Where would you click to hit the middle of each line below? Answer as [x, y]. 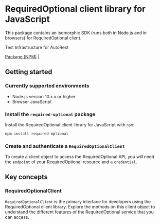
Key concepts [26, 177]
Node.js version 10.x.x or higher [44, 96]
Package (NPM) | [22, 56]
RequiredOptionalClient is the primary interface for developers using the [78, 201]
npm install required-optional [37, 134]
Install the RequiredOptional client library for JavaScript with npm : [70, 124]
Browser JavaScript [32, 102]
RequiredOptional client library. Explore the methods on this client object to [80, 207]
